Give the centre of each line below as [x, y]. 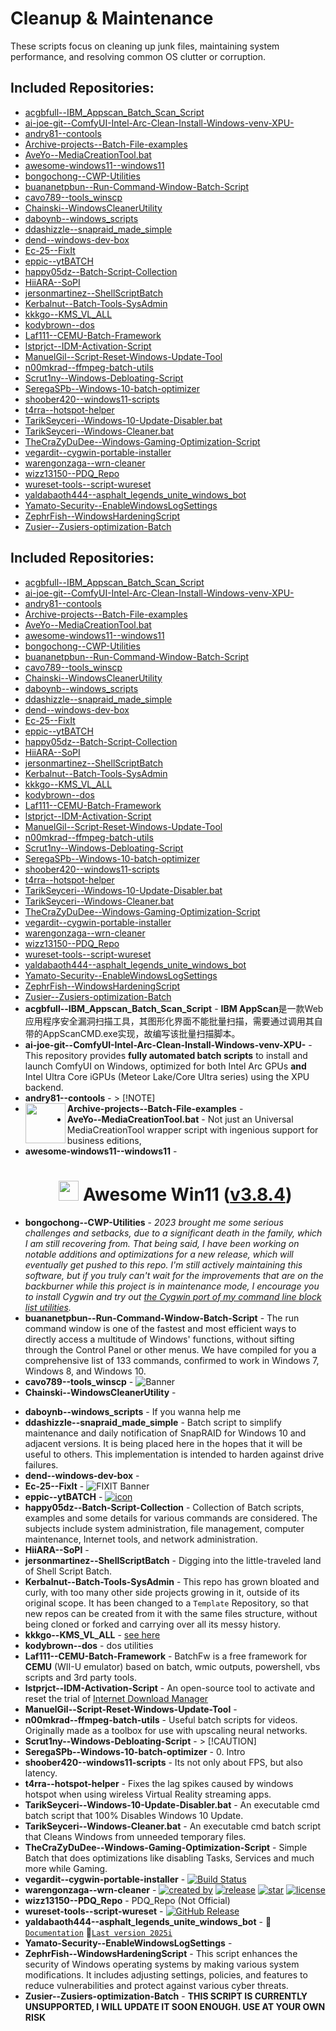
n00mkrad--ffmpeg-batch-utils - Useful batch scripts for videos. [161, 1719]
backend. [44, 1087]
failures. [41, 1464]
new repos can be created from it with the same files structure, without [171, 1613]
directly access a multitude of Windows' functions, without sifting [159, 1339]
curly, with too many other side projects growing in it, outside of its [162, 1592]
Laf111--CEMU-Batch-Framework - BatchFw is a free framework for [166, 1656]
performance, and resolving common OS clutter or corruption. [138, 56]
